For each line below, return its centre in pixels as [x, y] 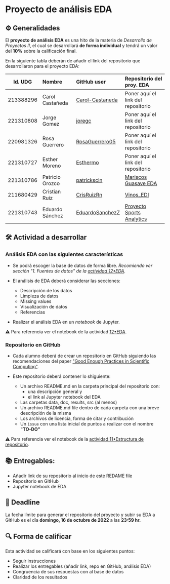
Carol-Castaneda [97, 100]
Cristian [52, 192]
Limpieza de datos [39, 296]
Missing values [36, 301]
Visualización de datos [44, 306]
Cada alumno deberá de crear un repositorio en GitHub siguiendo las [84, 356]
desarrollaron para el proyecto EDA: [42, 66]
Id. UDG [23, 82]
